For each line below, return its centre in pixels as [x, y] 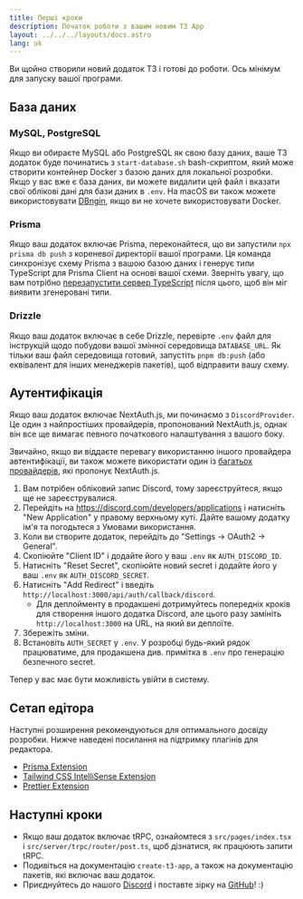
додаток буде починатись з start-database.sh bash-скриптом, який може [151, 162]
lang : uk [26, 43]
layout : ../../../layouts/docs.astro [80, 34]
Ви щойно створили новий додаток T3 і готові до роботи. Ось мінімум [145, 69]
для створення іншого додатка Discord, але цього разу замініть [159, 614]
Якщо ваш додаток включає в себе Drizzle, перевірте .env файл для [140, 336]
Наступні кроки [56, 814]
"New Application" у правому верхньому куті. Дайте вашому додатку [156, 517]
